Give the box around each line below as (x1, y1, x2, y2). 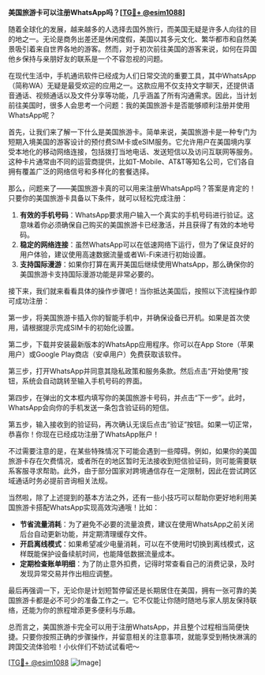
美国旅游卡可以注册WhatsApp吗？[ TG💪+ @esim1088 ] (8, 8, 185, 17)
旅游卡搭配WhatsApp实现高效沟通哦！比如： (14, 503, 160, 512)
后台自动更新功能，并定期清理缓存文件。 (19, 530, 151, 538)
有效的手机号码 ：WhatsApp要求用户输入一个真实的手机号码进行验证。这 (19, 210, 255, 220)
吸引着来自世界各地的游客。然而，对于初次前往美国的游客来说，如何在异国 (14, 44, 257, 54)
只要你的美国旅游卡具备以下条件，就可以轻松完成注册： (8, 194, 188, 202)
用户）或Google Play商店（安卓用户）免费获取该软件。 (8, 349, 186, 359)
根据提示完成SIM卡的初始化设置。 (28, 323, 139, 332)
